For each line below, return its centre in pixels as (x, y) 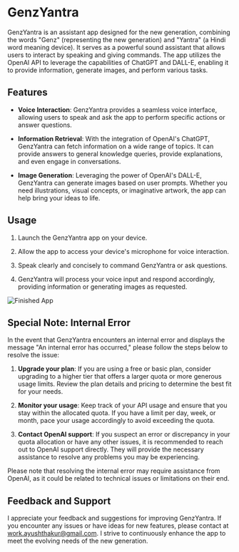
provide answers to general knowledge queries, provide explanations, (120, 153)
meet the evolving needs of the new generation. (78, 541)
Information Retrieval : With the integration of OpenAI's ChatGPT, (114, 138)
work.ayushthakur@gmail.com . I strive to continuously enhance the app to (117, 533)
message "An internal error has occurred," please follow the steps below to (118, 347)
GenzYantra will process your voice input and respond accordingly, (116, 279)
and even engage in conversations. (69, 161)
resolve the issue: (33, 355)
